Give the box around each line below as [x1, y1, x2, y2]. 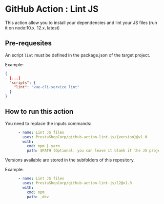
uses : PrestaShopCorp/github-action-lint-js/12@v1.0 [22, 180, 132, 186]
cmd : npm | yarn [26, 144, 60, 149]
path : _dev [26, 194, 49, 199]
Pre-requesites [5, 39, 52, 48]
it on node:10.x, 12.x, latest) [5, 25, 60, 30]
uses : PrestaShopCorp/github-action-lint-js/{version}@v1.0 [22, 134, 147, 139]
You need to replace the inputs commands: [5, 120, 92, 126]
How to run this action [5, 107, 74, 116]
